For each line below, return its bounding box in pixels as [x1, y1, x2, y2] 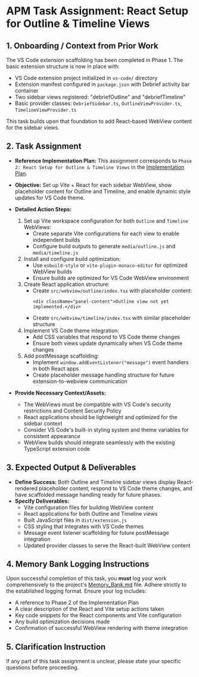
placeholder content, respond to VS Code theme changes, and [38, 485, 192, 492]
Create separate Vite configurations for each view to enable [32, 230, 180, 237]
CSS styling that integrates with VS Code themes [23, 522, 144, 530]
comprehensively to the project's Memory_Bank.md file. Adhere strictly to [6, 581, 187, 589]
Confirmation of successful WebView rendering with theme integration [14, 624, 188, 632]
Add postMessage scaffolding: [23, 352, 99, 359]
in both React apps [32, 365, 79, 372]
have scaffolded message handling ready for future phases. [14, 491, 162, 498]
